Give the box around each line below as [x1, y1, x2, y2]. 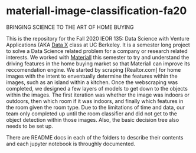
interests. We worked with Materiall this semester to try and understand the [6, 54, 190, 61]
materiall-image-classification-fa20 [6, 4, 187, 18]
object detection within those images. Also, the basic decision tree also [6, 116, 179, 123]
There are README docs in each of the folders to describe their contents [6, 134, 184, 141]
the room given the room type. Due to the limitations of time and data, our [6, 104, 185, 111]
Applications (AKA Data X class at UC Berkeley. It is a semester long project [6, 41, 190, 48]
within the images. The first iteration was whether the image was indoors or [6, 91, 190, 98]
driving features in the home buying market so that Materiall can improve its [6, 60, 190, 67]
